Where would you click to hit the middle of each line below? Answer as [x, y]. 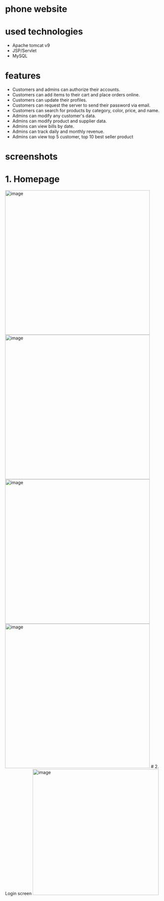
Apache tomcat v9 [31, 45]
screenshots [31, 157]
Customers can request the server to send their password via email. [81, 105]
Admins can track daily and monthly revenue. [58, 131]
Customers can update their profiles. [50, 100]
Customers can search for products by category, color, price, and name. [86, 111]
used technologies [44, 32]
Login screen [19, 894]
